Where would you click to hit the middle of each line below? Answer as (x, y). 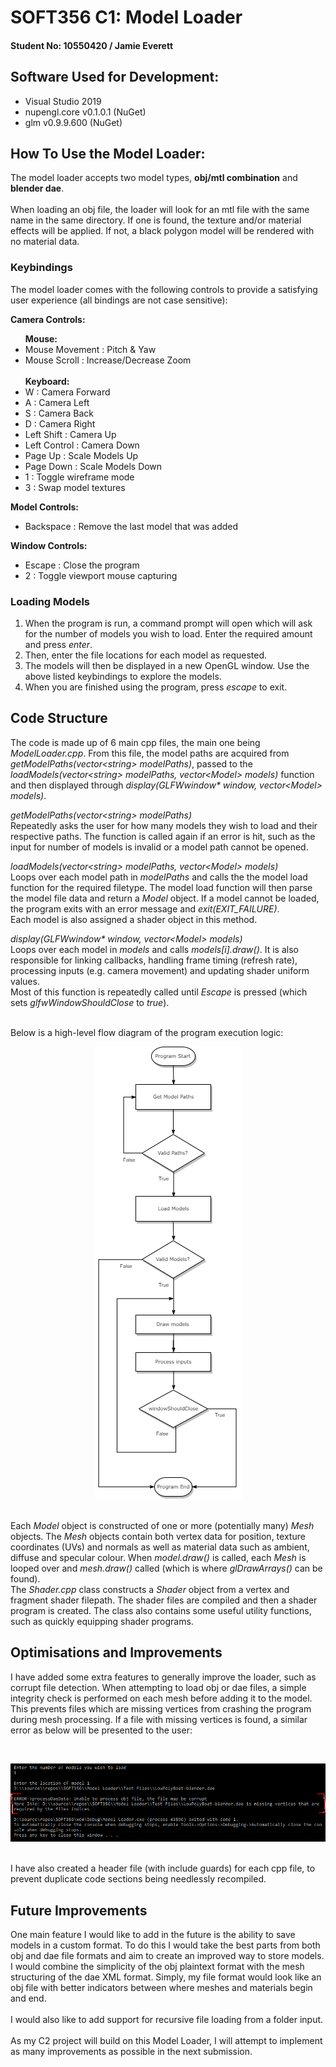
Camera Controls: (48, 319)
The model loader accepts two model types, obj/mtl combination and (154, 178)
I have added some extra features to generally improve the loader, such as (163, 1677)
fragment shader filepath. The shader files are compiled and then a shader (164, 1600)
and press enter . (58, 644)
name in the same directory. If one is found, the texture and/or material (156, 220)
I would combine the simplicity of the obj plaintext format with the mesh (157, 1967)
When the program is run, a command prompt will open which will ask (168, 623)
